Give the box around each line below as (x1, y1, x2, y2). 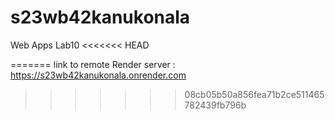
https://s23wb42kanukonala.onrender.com (10, 69, 187, 81)
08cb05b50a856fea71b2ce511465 (184, 88, 325, 100)
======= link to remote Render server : (10, 58, 176, 70)
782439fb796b (184, 99, 247, 111)
